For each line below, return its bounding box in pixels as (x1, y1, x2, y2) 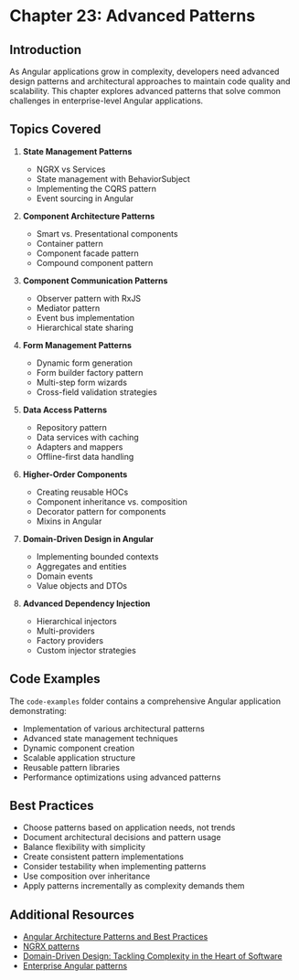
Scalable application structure (22, 751, 136, 763)
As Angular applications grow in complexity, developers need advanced (9, 66, 280, 77)
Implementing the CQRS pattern (36, 183, 157, 194)
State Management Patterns (22, 145, 133, 156)
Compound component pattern (36, 257, 154, 268)
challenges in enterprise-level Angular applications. (9, 95, 204, 106)
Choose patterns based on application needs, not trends (22, 822, 236, 833)
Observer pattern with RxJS (36, 293, 142, 304)
